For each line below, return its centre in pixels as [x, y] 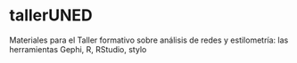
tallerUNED [51, 16]
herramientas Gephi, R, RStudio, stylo [78, 49]
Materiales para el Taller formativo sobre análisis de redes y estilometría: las [149, 40]
